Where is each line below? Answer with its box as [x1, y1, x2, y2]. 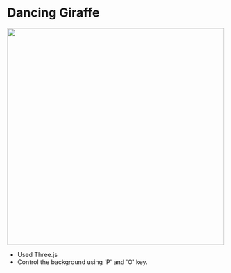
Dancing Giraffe [7, 5, 100, 21]
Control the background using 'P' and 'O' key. [17, 258, 148, 266]
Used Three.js [17, 250, 58, 258]
